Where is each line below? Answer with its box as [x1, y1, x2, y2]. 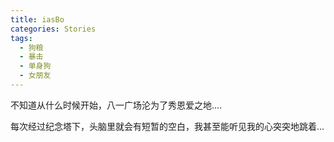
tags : [10, 33, 33, 43]
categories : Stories [10, 24, 97, 34]
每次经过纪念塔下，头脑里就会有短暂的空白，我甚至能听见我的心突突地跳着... [10, 120, 325, 132]
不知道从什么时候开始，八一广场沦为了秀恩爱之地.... [10, 99, 223, 111]
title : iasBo [10, 14, 65, 25]
